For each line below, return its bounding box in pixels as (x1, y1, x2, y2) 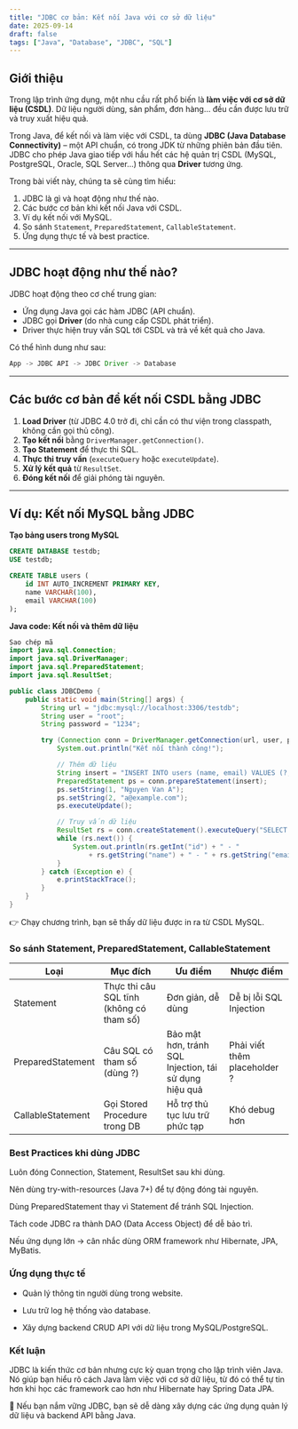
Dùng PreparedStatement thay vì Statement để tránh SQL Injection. (9, 1201, 255, 1212)
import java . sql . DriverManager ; (9, 654, 129, 663)
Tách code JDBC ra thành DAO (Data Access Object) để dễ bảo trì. (9, 1218, 253, 1229)
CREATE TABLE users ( (9, 571, 90, 580)
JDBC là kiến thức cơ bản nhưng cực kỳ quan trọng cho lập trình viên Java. (9, 1365, 284, 1376)
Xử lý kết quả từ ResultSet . (21, 463, 122, 474)
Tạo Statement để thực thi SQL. (21, 443, 139, 454)
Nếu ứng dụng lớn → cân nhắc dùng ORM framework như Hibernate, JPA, (9, 1236, 278, 1247)
